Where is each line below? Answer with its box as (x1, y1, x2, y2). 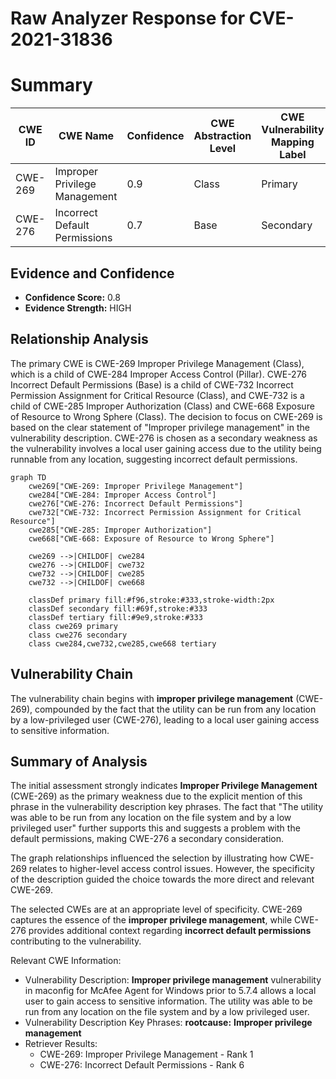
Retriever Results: (24, 1038, 98, 1050)
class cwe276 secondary (28, 630, 128, 640)
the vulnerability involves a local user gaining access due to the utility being (10, 442, 322, 454)
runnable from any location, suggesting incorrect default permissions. (10, 453, 298, 465)
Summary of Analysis (10, 753, 148, 770)
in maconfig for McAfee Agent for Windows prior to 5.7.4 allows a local (24, 985, 317, 997)
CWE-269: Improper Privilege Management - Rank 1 (39, 1048, 254, 1061)
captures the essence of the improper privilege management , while (10, 914, 293, 926)
